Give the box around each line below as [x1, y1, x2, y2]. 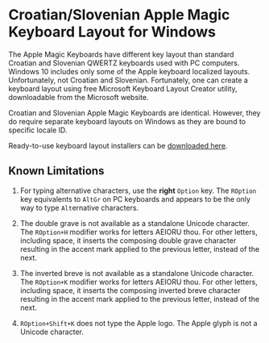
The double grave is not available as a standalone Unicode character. [19, 218, 250, 228]
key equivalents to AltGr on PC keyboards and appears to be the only [19, 194, 251, 203]
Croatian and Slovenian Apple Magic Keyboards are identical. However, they [8, 107, 261, 118]
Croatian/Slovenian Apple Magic [8, 6, 230, 24]
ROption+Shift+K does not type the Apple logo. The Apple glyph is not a [19, 318, 258, 328]
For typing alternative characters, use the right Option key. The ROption [19, 186, 257, 195]
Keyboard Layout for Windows [8, 23, 216, 41]
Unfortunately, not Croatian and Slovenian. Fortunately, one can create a [8, 75, 248, 85]
